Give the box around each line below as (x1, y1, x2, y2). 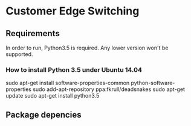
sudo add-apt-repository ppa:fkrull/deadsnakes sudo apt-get (32, 86, 186, 93)
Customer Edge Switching (5, 4, 140, 18)
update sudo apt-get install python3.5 (5, 92, 100, 99)
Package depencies (5, 110, 82, 120)
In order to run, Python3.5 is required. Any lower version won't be (5, 44, 169, 51)
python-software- (131, 80, 175, 87)
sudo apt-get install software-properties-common (5, 80, 130, 87)
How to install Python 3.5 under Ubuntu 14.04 (5, 65, 143, 74)
